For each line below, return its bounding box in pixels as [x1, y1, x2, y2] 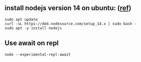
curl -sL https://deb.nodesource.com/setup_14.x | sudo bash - [4, 21, 137, 26]
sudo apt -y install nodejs [4, 26, 62, 31]
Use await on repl [4, 39, 59, 47]
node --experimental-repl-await [4, 52, 71, 57]
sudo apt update [4, 17, 38, 22]
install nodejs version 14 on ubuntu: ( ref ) [4, 4, 132, 12]
